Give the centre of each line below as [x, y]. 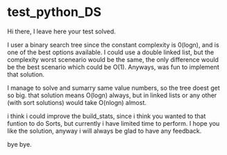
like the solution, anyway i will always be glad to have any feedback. [104, 131]
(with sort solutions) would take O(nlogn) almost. [77, 102]
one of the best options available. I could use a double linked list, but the [111, 52]
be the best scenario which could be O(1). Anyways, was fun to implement [113, 67]
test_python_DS [54, 12]
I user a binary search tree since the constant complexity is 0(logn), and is [113, 44]
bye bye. [20, 144]
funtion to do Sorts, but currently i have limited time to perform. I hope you [113, 123]
